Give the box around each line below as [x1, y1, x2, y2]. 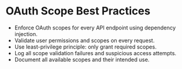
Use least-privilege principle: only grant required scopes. [14, 43, 157, 50]
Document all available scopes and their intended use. [14, 56, 150, 63]
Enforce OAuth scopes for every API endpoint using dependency [14, 24, 176, 31]
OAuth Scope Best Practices [5, 4, 151, 18]
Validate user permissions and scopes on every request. [14, 37, 155, 44]
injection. [14, 30, 37, 37]
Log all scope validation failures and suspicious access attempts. [14, 49, 177, 56]
